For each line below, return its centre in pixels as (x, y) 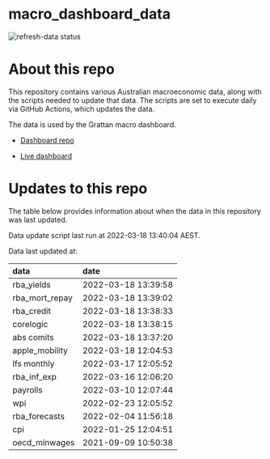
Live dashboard (46, 155)
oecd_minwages (44, 442)
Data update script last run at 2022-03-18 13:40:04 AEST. (104, 235)
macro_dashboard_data (90, 14)
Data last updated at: (43, 251)
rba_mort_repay (42, 298)
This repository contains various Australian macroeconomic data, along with (135, 91)
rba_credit (32, 311)
